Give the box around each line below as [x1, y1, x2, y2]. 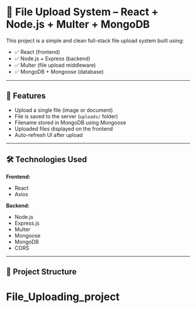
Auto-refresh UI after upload [14, 131, 83, 138]
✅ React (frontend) [14, 48, 60, 55]
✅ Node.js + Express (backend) [14, 55, 90, 62]
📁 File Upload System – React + [6, 5, 159, 19]
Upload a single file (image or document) [14, 107, 113, 114]
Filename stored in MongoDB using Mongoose [14, 119, 127, 126]
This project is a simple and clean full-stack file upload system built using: [6, 37, 184, 44]
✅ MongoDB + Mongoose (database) [14, 68, 104, 75]
